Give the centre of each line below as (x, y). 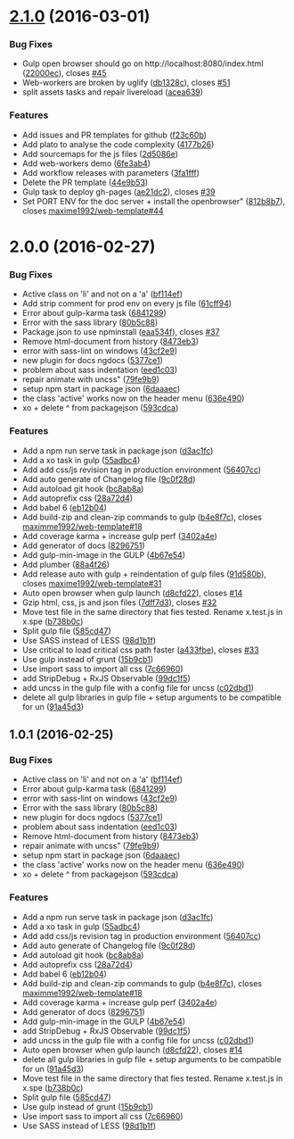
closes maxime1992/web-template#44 (93, 211)
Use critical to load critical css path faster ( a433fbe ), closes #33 (141, 650)
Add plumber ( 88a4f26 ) (65, 564)
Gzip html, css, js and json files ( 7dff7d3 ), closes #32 (119, 602)
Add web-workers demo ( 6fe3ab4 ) (86, 163)
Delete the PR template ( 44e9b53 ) (85, 182)
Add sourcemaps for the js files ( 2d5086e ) (100, 154)
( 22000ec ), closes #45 (64, 73)
